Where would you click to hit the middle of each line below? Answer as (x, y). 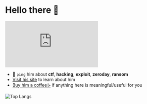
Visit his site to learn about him (44, 79)
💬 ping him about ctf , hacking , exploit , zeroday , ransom (70, 74)
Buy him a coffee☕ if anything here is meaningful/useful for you (77, 85)
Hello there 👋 (32, 10)
